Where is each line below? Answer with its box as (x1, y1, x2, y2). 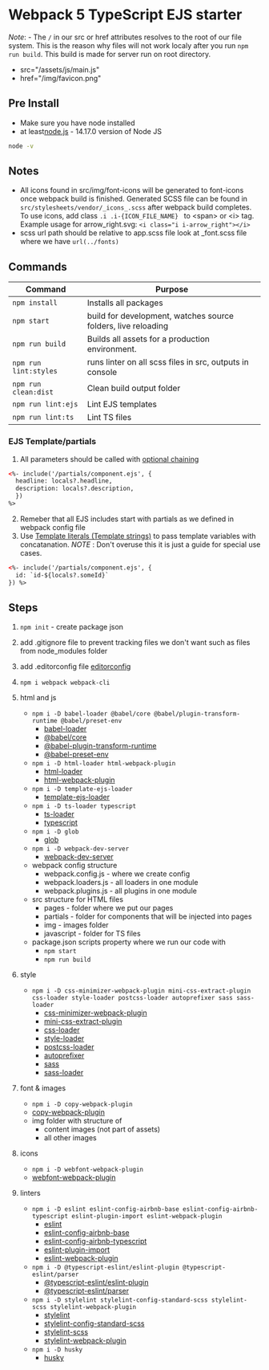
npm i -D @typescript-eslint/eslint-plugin (31, 1263, 180, 1272)
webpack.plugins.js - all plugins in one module (43, 886, 198, 896)
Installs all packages (86, 297, 163, 308)
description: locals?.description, (15, 484, 134, 493)
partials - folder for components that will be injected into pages (43, 911, 252, 921)
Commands (8, 259, 68, 274)
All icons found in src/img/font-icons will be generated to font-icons (19, 186, 244, 195)
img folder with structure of (31, 1116, 122, 1126)
